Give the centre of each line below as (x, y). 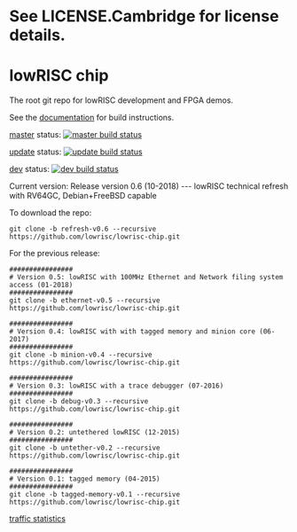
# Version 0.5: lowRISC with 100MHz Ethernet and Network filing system (146, 278)
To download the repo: (51, 213)
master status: (35, 135)
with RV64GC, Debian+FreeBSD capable (83, 196)
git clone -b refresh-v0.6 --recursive (83, 229)
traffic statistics (38, 519)
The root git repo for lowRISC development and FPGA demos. (121, 100)
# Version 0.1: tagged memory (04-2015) (85, 479)
